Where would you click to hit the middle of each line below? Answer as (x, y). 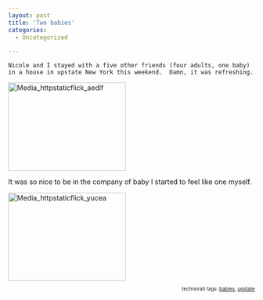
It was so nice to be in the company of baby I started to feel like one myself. (130, 182)
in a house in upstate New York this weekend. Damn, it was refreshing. (131, 72)
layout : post (29, 15)
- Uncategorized (41, 37)
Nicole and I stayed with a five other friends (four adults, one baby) (129, 66)
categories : (27, 30)
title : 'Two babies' (42, 23)
